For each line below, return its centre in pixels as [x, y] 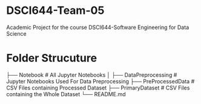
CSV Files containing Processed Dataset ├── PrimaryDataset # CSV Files [98, 88]
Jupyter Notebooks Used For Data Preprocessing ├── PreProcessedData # [100, 81]
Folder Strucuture [52, 58]
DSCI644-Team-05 [55, 11]
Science [16, 33]
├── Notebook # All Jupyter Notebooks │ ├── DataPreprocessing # [92, 75]
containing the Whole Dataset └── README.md [66, 94]
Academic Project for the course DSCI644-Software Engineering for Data [98, 27]
